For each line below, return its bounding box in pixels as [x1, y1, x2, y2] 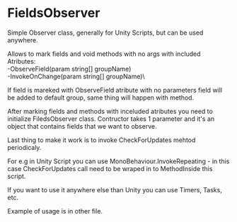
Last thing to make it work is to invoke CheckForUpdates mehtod [7, 136, 196, 144]
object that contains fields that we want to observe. [7, 122, 157, 130]
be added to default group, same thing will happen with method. [7, 93, 195, 102]
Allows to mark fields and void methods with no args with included [7, 49, 201, 58]
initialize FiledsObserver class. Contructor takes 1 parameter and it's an [7, 115, 215, 123]
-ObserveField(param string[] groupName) [7, 64, 132, 73]
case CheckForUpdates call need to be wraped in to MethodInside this [7, 164, 213, 173]
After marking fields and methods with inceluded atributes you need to [7, 107, 214, 115]
